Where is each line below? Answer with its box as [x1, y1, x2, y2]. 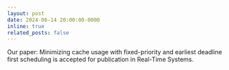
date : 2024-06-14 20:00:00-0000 [7, 16, 100, 23]
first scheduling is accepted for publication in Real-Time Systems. [7, 56, 195, 64]
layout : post [7, 10, 45, 17]
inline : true [7, 23, 45, 30]
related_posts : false [7, 29, 70, 36]
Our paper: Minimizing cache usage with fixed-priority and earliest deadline [7, 48, 223, 56]
